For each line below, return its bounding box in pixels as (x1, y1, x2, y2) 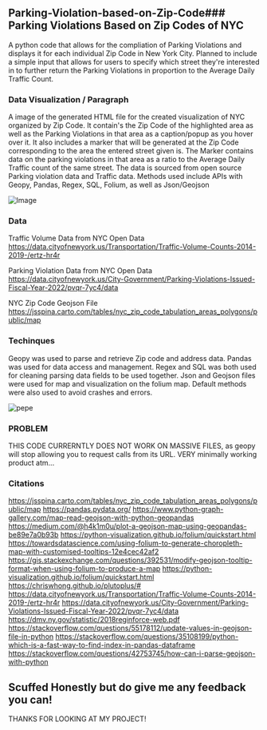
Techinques (8, 335, 56, 347)
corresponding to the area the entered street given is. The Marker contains (8, 146, 253, 156)
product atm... (8, 458, 55, 467)
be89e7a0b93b (8, 530, 59, 540)
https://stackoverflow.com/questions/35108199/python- (55, 632, 239, 641)
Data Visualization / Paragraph (8, 93, 129, 105)
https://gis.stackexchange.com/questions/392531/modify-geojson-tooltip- (8, 555, 253, 565)
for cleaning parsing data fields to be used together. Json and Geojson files (8, 371, 256, 380)
